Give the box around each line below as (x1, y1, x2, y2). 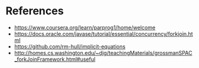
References (5, 4, 64, 18)
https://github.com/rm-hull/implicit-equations (14, 43, 126, 50)
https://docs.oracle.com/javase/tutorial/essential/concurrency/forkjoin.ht (14, 30, 193, 37)
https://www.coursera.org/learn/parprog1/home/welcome (14, 24, 156, 31)
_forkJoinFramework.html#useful (14, 55, 96, 63)
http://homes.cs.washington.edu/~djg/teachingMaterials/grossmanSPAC (14, 49, 192, 56)
